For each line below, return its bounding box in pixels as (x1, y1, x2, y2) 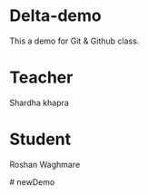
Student (9, 129, 72, 150)
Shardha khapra (9, 97, 70, 108)
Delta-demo (9, 5, 102, 26)
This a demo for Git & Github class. (9, 35, 140, 46)
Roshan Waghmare (9, 159, 81, 170)
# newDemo (9, 176, 55, 187)
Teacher (9, 67, 74, 88)
